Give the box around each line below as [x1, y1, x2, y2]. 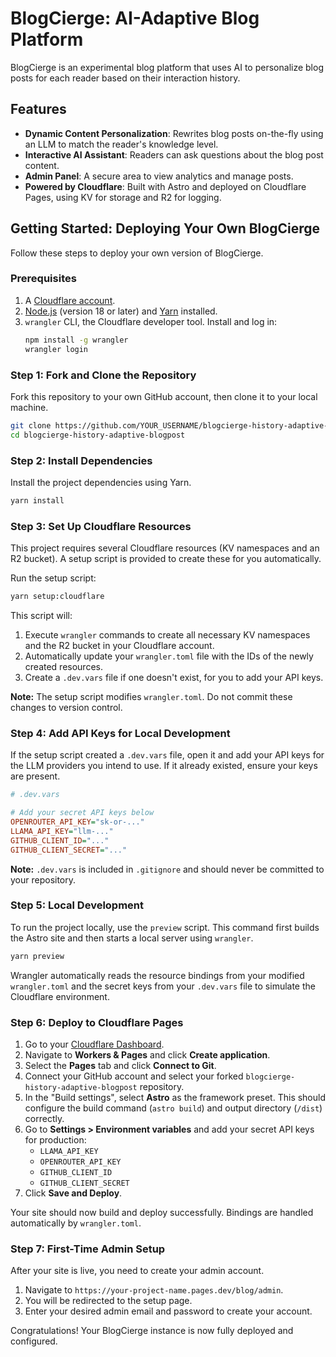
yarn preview [10, 951, 65, 961]
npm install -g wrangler [24, 335, 129, 345]
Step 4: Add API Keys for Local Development [10, 726, 231, 740]
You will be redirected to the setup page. [24, 1295, 193, 1307]
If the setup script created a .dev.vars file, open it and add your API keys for [10, 749, 325, 761]
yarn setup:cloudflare [10, 592, 105, 602]
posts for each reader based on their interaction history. [10, 72, 241, 84]
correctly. [24, 1113, 65, 1125]
